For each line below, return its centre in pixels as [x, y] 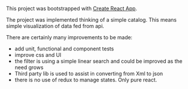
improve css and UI [38, 55]
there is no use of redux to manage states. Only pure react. [86, 80]
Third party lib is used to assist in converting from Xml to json [89, 73]
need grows [29, 67]
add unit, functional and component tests [64, 49]
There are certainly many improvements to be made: [69, 37]
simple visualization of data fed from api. [55, 26]
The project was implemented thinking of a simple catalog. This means [91, 20]
